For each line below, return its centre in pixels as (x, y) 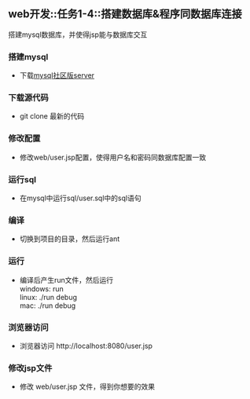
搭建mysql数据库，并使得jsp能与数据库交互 (78, 35)
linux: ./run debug (48, 297)
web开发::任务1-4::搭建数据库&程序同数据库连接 (125, 14)
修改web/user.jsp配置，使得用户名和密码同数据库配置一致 (113, 157)
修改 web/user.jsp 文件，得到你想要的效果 (87, 386)
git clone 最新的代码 (52, 116)
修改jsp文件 (30, 368)
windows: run (42, 288)
